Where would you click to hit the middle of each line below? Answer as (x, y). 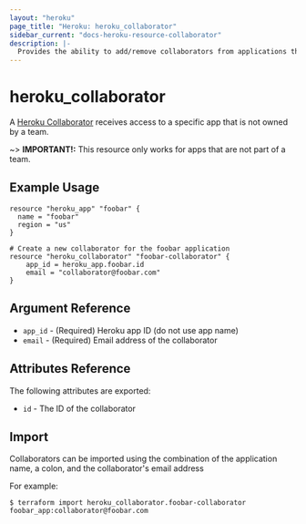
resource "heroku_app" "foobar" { (75, 209)
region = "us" (44, 224)
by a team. (29, 132)
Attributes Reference (70, 369)
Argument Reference (70, 308)
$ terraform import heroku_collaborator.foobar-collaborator (128, 503)
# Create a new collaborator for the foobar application (120, 248)
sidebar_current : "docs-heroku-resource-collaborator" (116, 35)
